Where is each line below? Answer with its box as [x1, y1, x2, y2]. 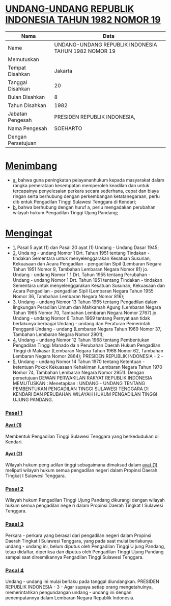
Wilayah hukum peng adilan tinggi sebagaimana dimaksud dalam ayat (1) [5, 462, 158, 468]
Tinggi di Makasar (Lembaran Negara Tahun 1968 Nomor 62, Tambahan [12, 347, 164, 353]
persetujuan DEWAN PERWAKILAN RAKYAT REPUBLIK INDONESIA [12, 374, 153, 381]
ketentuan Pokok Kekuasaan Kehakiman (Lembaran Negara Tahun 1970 [12, 364, 163, 370]
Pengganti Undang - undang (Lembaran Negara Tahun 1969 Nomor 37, [12, 326, 161, 332]
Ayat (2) [5, 451, 23, 457]
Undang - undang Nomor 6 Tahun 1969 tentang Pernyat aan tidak [12, 315, 150, 321]
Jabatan [8, 110, 27, 117]
